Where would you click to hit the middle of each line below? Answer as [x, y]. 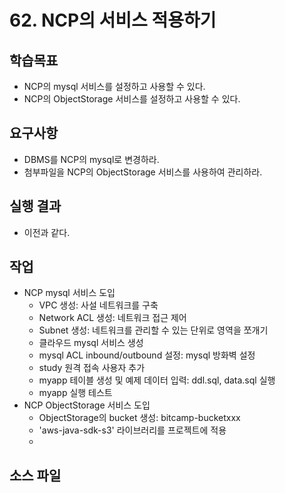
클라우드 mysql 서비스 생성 [91, 343]
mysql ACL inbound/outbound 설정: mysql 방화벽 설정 [147, 355]
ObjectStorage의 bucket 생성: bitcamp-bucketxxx [139, 418]
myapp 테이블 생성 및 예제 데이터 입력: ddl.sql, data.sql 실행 [157, 380]
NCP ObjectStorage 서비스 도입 [87, 405]
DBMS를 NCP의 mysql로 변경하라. [91, 159]
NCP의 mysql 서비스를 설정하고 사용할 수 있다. [114, 86]
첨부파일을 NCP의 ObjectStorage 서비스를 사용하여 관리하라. [143, 172]
